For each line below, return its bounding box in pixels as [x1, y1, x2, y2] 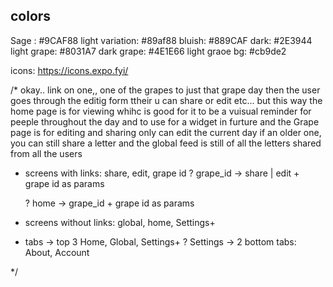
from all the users [10, 147, 83, 159]
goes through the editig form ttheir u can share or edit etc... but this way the [10, 94, 323, 106]
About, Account [24, 246, 90, 258]
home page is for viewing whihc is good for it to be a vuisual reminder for [10, 105, 312, 117]
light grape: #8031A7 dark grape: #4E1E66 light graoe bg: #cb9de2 [10, 45, 287, 57]
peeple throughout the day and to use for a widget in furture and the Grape [10, 115, 320, 128]
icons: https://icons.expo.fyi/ [10, 64, 129, 76]
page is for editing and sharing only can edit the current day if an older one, [10, 126, 322, 138]
